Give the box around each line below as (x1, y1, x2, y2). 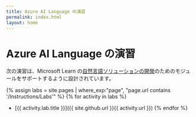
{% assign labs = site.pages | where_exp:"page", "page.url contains (6, 87, 171, 94)
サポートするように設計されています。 (21, 75, 115, 82)
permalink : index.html (6, 14, 62, 20)
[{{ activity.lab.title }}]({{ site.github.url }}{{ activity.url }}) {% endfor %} (14, 105, 188, 112)
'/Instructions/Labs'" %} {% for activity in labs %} (6, 93, 127, 100)
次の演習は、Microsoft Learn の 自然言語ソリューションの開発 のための (6, 67, 175, 74)
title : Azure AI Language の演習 (6, 8, 86, 15)
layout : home (6, 19, 38, 25)
